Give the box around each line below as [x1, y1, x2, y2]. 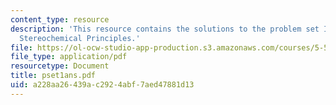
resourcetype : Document [10, 61, 110, 71]
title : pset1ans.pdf [10, 71, 97, 81]
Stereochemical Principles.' [19, 33, 141, 43]
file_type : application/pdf [10, 52, 128, 62]
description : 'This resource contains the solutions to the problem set [10, 24, 320, 34]
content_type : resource [10, 14, 110, 25]
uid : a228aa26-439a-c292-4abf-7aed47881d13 [10, 80, 195, 90]
